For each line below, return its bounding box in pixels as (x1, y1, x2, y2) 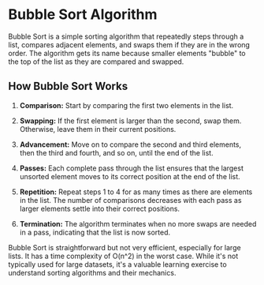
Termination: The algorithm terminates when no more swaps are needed (19, 219, 257, 228)
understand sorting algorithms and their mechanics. (8, 268, 177, 277)
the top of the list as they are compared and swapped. (8, 57, 184, 66)
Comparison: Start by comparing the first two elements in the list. (19, 100, 234, 110)
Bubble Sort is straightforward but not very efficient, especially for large (8, 242, 242, 252)
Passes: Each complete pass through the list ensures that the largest (19, 163, 244, 173)
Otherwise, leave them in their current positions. (19, 124, 177, 133)
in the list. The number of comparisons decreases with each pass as (19, 195, 242, 204)
